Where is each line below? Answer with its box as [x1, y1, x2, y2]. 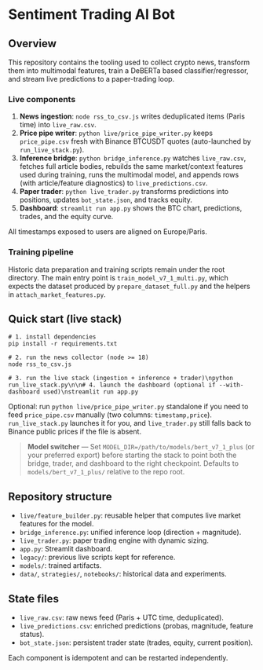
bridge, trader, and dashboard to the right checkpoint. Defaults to [27, 459, 239, 468]
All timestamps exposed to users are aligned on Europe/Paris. [8, 227, 208, 236]
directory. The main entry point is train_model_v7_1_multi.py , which [8, 273, 229, 282]
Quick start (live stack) [8, 312, 122, 325]
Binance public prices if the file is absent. [8, 427, 142, 437]
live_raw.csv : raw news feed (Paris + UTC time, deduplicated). [19, 613, 224, 622]
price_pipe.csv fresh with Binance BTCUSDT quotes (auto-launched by [19, 137, 251, 146]
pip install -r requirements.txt [8, 340, 118, 348]
